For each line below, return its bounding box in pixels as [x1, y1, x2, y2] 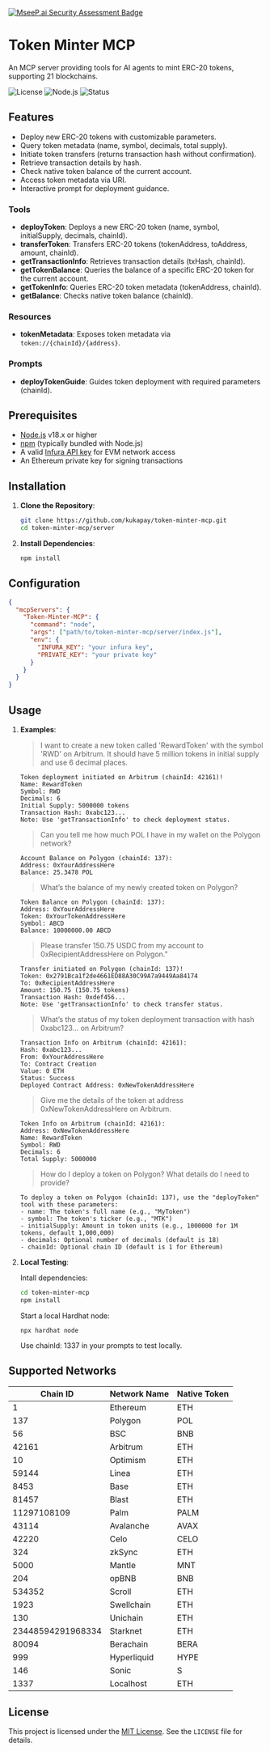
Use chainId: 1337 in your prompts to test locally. [19, 1340, 183, 1350]
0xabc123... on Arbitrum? [40, 1024, 124, 1033]
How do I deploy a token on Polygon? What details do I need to [40, 1169, 250, 1179]
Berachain [109, 1639, 149, 1650]
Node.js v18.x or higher [19, 430, 98, 440]
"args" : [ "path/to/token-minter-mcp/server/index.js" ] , [29, 628, 222, 637]
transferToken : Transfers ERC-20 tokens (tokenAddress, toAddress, [19, 240, 248, 249]
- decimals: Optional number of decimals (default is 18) [19, 1236, 220, 1244]
